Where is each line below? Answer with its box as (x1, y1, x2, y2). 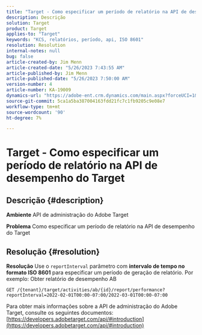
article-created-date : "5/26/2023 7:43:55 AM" (6, 64, 125, 71)
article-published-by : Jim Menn (6, 70, 87, 76)
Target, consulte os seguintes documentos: (6, 309, 114, 316)
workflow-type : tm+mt (6, 103, 61, 110)
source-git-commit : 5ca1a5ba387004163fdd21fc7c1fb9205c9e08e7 (6, 98, 165, 104)
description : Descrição (6, 14, 66, 20)
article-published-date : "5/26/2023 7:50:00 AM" (6, 76, 130, 82)
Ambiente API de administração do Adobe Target (6, 211, 129, 219)
